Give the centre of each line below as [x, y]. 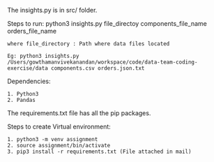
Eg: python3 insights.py [43, 56]
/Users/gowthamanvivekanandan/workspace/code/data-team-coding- [102, 62]
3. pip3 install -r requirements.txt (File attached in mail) [99, 152]
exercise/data [28, 68]
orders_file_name [32, 31]
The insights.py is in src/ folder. [52, 10]
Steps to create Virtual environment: [59, 126]
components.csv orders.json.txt [98, 68]
